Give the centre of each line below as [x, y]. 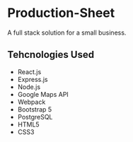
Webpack [31, 102]
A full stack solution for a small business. [67, 32]
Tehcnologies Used [51, 55]
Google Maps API [43, 94]
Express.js [33, 79]
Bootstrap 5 [35, 109]
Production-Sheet [61, 13]
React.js [29, 71]
